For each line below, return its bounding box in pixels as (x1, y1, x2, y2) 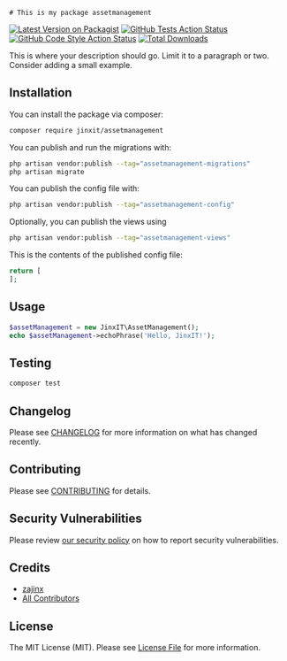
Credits (9, 560, 51, 575)
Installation (9, 85, 72, 101)
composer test (9, 379, 62, 388)
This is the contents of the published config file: (9, 250, 183, 260)
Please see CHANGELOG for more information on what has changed (9, 427, 258, 437)
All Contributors (21, 593, 79, 603)
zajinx (21, 584, 44, 595)
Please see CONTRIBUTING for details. (9, 485, 152, 496)
